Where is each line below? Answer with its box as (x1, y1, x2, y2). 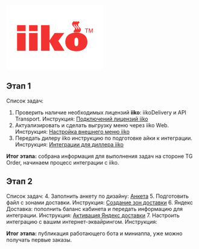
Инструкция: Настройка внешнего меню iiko (14, 128, 130, 135)
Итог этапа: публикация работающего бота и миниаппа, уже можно (6, 230, 183, 237)
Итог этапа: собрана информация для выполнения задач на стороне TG (6, 153, 193, 160)
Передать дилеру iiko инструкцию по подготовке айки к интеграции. (14, 134, 193, 142)
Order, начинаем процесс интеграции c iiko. (6, 159, 119, 166)
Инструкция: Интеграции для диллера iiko (14, 140, 124, 148)
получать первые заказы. (6, 236, 72, 243)
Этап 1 (6, 81, 31, 92)
